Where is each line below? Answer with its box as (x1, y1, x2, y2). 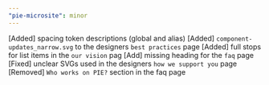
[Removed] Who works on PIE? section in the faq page (8, 67, 186, 76)
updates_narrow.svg (8, 43, 74, 52)
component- (216, 35, 253, 43)
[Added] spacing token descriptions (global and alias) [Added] (8, 33, 215, 43)
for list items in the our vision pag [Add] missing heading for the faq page (8, 50, 255, 60)
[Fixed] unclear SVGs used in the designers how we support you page (8, 59, 238, 68)
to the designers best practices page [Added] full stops (75, 41, 262, 52)
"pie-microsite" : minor (8, 11, 88, 20)
